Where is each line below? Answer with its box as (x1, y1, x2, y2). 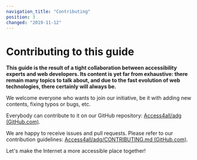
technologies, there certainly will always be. (6, 83, 116, 90)
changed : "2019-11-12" (6, 19, 62, 25)
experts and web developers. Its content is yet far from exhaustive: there (6, 71, 188, 78)
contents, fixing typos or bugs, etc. (6, 101, 91, 108)
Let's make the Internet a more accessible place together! (6, 148, 146, 155)
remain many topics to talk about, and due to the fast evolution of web (6, 77, 181, 84)
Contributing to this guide (6, 45, 134, 58)
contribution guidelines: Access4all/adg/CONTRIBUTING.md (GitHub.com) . (6, 136, 188, 143)
